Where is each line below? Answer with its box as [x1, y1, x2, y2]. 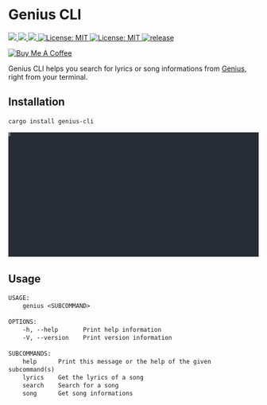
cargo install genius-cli [8, 117, 94, 125]
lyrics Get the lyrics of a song [22, 374, 145, 382]
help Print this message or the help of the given [22, 358, 212, 366]
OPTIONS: [8, 318, 37, 326]
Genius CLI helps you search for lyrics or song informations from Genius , [8, 64, 247, 73]
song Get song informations [22, 390, 133, 398]
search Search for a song [22, 382, 119, 390]
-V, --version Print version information [22, 334, 172, 342]
